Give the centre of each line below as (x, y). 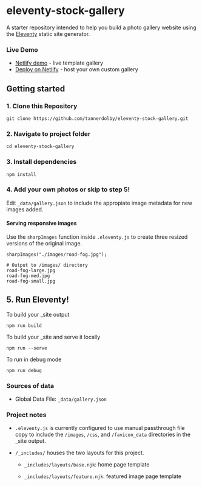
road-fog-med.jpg (28, 276)
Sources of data (30, 386)
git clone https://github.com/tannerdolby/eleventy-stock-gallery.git (97, 118)
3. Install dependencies (42, 162)
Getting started (36, 89)
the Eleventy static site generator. (48, 33)
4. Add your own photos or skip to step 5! (68, 189)
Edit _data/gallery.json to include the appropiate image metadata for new (99, 203)
